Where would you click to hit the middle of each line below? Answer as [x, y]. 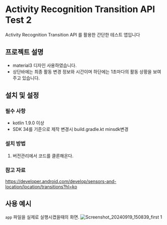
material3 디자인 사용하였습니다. [44, 65]
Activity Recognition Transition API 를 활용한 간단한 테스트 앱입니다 [73, 34]
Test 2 [18, 20]
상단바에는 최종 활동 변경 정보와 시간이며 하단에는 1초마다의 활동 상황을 [82, 71]
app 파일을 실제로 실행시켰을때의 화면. [42, 217]
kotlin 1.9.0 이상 [28, 123]
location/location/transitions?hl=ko [41, 187]
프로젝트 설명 [24, 52]
